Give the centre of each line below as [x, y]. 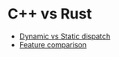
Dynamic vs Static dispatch [65, 36]
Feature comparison [53, 44]
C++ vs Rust [50, 14]
